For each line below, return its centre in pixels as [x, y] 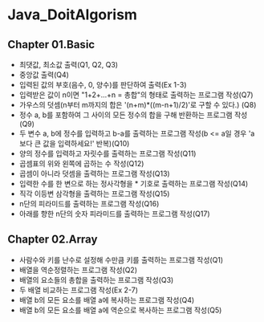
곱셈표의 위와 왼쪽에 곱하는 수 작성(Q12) [81, 163]
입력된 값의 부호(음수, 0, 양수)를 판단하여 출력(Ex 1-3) [103, 85]
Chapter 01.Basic [51, 45]
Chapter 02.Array [53, 240]
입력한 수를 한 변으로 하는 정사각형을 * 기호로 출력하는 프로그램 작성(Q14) [134, 183]
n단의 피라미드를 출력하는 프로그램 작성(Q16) [89, 204]
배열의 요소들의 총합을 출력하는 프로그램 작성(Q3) [96, 279]
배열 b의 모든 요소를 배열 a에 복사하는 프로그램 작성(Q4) [107, 300]
